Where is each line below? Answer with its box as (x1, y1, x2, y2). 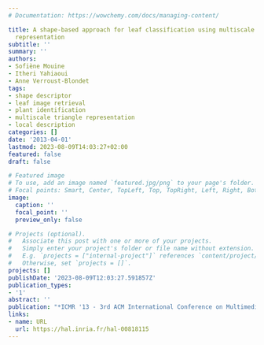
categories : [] (8, 128, 58, 136)
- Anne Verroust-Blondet (8, 76, 90, 85)
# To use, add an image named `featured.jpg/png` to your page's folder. (8, 179, 255, 187)
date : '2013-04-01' (8, 135, 72, 143)
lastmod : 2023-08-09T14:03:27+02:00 (8, 143, 128, 150)
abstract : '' (8, 296, 51, 304)
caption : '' (15, 201, 55, 209)
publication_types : (8, 281, 72, 289)
